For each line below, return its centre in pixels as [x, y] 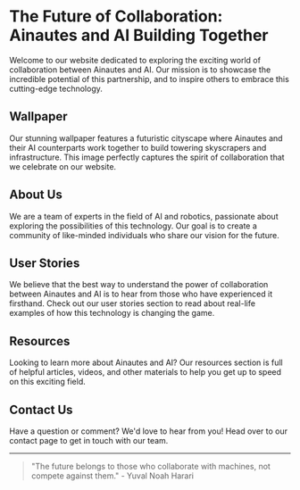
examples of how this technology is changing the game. [112, 313]
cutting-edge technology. [56, 88]
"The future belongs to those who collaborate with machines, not [150, 466]
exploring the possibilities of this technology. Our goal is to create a [133, 226]
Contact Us [41, 409]
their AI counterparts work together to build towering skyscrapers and [138, 147]
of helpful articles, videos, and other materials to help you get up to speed [146, 372]
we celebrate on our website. [63, 166]
